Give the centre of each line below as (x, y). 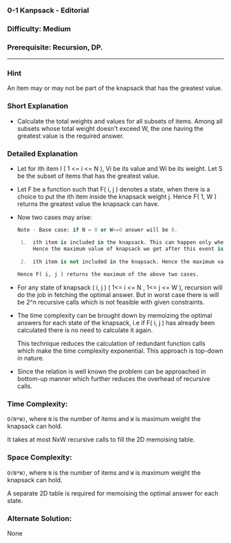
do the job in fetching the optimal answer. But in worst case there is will (118, 295)
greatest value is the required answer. (70, 136)
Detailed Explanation (42, 154)
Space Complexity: (40, 458)
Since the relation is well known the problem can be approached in (111, 371)
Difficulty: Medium (39, 28)
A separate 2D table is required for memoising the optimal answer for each (113, 493)
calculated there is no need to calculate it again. (85, 330)
